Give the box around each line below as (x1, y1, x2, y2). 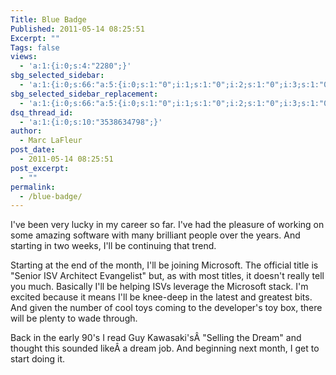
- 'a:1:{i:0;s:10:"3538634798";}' (19, 117, 163, 127)
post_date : (10, 145, 56, 155)
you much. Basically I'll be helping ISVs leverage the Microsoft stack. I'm (10, 281, 309, 293)
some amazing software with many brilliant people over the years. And (10, 229, 301, 241)
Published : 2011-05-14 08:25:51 (10, 24, 145, 34)
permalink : (10, 182, 56, 192)
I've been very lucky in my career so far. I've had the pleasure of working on (10, 219, 325, 231)
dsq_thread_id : (10, 107, 74, 118)
